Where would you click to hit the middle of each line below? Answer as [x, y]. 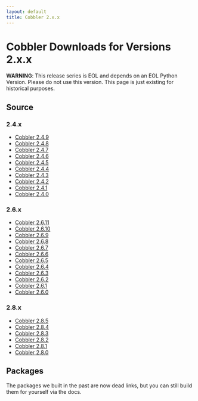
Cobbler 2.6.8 [32, 241]
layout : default [26, 12]
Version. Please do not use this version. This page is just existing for [90, 82]
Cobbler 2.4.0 [32, 194]
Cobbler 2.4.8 [32, 144]
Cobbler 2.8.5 [32, 321]
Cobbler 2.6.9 [32, 235]
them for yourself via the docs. [44, 391]
